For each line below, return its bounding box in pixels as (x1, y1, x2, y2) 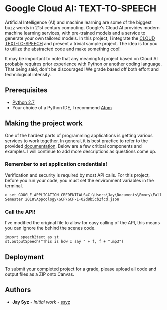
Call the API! (5, 208, 36, 215)
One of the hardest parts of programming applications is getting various (5, 132, 153, 138)
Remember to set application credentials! (5, 161, 107, 168)
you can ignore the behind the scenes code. (5, 225, 96, 231)
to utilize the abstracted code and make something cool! (5, 46, 121, 52)
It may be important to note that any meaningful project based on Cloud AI (5, 55, 158, 61)
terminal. (5, 183, 23, 189)
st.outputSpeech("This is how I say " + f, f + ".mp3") (5, 239, 124, 244)
